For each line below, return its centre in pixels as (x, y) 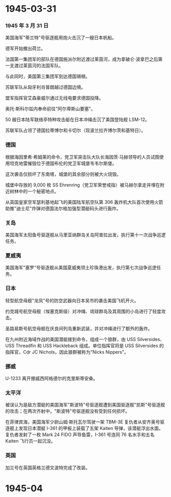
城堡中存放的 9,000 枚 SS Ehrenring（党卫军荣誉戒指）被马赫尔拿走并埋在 (83, 185)
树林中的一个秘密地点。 (34, 191)
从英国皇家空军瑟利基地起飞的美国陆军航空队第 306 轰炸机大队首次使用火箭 (84, 202)
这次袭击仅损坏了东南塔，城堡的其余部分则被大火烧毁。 (63, 174)
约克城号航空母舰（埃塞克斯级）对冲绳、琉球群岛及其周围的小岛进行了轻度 (83, 311)
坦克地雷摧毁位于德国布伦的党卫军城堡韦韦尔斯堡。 (63, 163)
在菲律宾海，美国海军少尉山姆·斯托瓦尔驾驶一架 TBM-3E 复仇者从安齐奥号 (83, 422)
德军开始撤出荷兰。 (25, 48)
